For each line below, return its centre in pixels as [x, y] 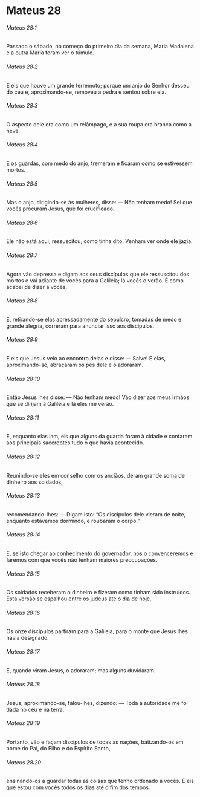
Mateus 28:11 [23, 417]
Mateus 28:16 [23, 613]
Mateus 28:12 [23, 457]
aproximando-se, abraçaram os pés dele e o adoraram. [75, 365]
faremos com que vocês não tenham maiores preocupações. [82, 560]
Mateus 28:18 [23, 685]
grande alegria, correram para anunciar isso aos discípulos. [80, 326]
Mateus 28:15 [23, 574]
